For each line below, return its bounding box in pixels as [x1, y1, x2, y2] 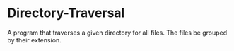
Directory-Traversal [7, 5, 125, 21]
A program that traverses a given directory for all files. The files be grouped [7, 28, 228, 37]
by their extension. [7, 35, 62, 44]
